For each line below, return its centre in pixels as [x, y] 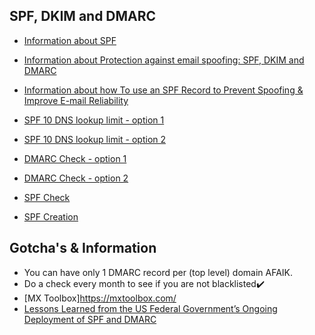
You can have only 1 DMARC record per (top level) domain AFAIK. [158, 272]
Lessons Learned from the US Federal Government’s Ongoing [150, 308]
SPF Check [47, 197]
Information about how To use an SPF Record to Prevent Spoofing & [163, 90]
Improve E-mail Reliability [76, 100]
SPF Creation [51, 216]
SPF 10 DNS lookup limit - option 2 [95, 139]
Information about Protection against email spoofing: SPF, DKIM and [164, 60]
